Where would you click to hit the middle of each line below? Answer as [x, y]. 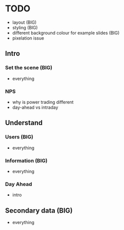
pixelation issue [28, 38]
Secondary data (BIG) [39, 210]
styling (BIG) [25, 27]
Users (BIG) [19, 137]
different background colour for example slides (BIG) [66, 33]
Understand [24, 123]
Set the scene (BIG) [29, 68]
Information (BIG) [26, 160]
